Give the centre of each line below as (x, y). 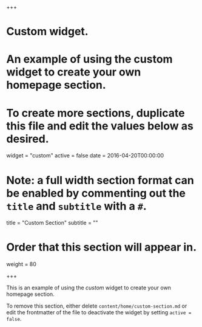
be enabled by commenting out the (96, 193)
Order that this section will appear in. (102, 247)
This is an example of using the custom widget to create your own (89, 288)
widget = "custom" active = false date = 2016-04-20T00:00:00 (85, 156)
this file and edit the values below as (100, 126)
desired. (28, 139)
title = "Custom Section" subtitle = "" (52, 223)
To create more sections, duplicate (96, 113)
